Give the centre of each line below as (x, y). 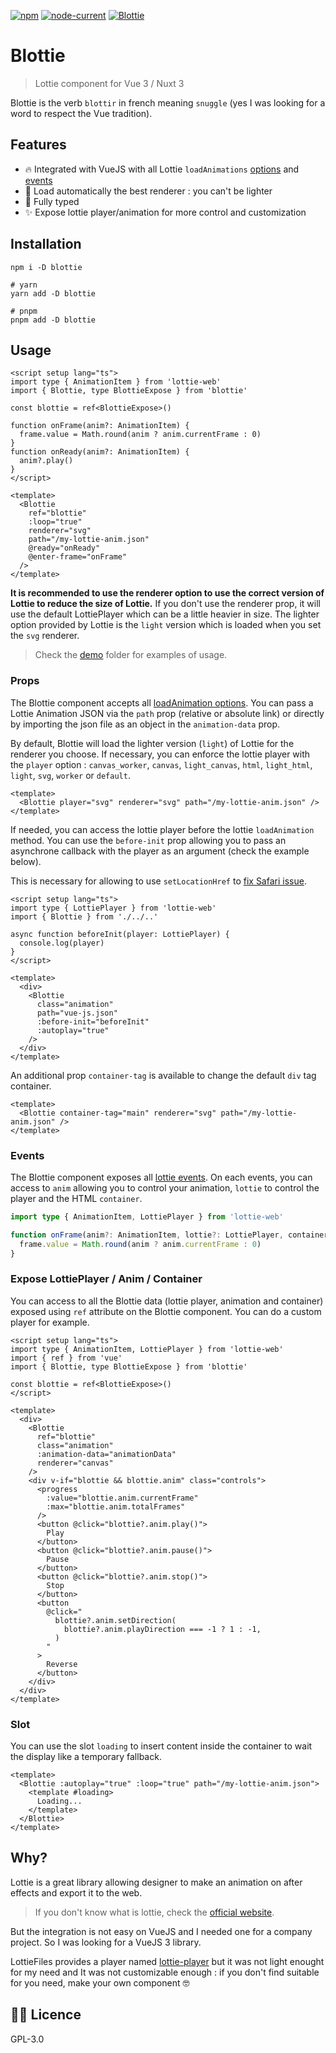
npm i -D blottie (46, 267)
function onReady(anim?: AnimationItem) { (100, 452)
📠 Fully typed (52, 201)
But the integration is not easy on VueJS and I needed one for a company (161, 1931)
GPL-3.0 (27, 2039)
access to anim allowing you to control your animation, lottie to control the (165, 1187)
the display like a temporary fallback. (86, 1757)
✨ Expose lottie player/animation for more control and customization (165, 212)
